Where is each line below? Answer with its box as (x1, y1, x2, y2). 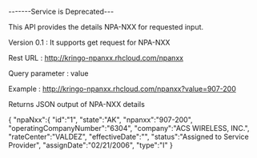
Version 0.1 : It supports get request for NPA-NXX (8, 38, 171, 47)
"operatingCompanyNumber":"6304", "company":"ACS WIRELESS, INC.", (8, 124, 250, 132)
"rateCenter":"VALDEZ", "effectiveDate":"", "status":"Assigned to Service (8, 132, 250, 141)
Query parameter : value (8, 69, 89, 78)
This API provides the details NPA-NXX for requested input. (8, 22, 204, 31)
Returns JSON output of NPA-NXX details (8, 100, 146, 109)
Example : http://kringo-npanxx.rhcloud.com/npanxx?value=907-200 (8, 84, 236, 93)
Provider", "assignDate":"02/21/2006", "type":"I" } (8, 140, 174, 150)
